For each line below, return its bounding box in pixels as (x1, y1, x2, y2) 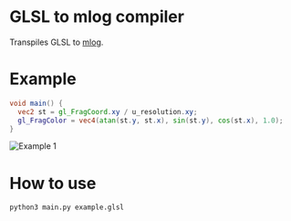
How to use (9, 173, 97, 194)
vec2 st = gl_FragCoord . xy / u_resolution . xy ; (17, 107, 198, 116)
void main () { (9, 99, 64, 108)
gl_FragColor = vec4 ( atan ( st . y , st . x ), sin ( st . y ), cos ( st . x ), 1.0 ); (17, 116, 285, 125)
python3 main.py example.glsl (9, 203, 125, 212)
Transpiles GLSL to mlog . (9, 37, 104, 47)
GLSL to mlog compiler (9, 6, 185, 27)
